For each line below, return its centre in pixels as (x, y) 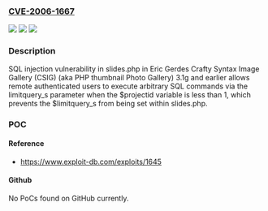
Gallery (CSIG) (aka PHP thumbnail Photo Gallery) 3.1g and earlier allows (129, 77)
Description (32, 51)
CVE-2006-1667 (42, 11)
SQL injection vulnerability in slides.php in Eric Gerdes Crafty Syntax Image (134, 69)
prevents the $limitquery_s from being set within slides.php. (108, 103)
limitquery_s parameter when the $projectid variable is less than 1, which (130, 94)
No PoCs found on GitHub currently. (69, 198)
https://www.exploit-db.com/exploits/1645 (91, 161)
